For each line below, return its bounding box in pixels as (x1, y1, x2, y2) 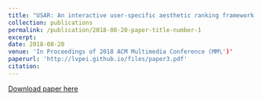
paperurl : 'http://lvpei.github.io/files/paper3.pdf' (8, 56, 188, 63)
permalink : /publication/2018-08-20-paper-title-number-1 (8, 26, 202, 34)
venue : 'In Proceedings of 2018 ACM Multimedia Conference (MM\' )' (8, 48, 234, 56)
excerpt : (8, 33, 37, 41)
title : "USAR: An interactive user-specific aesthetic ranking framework (8, 11, 255, 20)
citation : (8, 63, 41, 70)
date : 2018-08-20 (8, 41, 65, 49)
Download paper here (8, 84, 78, 93)
